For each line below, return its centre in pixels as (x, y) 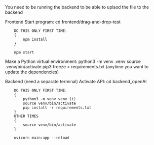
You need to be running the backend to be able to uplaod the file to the (77, 7)
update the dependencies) (32, 72)
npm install (35, 39)
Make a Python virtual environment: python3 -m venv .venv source (73, 61)
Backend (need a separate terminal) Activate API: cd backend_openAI (76, 81)
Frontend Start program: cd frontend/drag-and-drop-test (63, 22)
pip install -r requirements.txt (57, 108)
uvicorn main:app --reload (42, 138)
